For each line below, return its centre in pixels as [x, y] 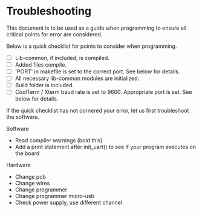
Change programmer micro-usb [55, 196]
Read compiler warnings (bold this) [59, 141]
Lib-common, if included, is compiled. [62, 58]
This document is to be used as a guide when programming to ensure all [96, 28]
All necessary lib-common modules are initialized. [77, 78]
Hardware [19, 165]
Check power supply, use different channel [69, 203]
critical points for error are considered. [54, 34]
